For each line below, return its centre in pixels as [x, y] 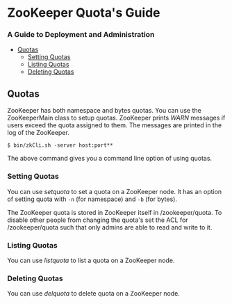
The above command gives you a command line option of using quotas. [110, 159]
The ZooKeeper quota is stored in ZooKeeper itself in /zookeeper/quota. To [115, 212]
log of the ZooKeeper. [38, 133]
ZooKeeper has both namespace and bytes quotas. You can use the [104, 111]
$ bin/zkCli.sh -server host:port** [60, 145]
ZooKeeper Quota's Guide [84, 13]
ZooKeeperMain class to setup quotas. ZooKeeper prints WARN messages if [116, 118]
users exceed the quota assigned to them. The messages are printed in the [115, 125]
